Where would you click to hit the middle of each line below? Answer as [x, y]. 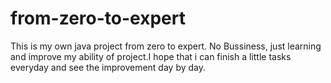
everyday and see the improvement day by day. [108, 67]
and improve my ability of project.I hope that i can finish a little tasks [151, 56]
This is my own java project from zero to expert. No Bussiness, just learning [166, 46]
